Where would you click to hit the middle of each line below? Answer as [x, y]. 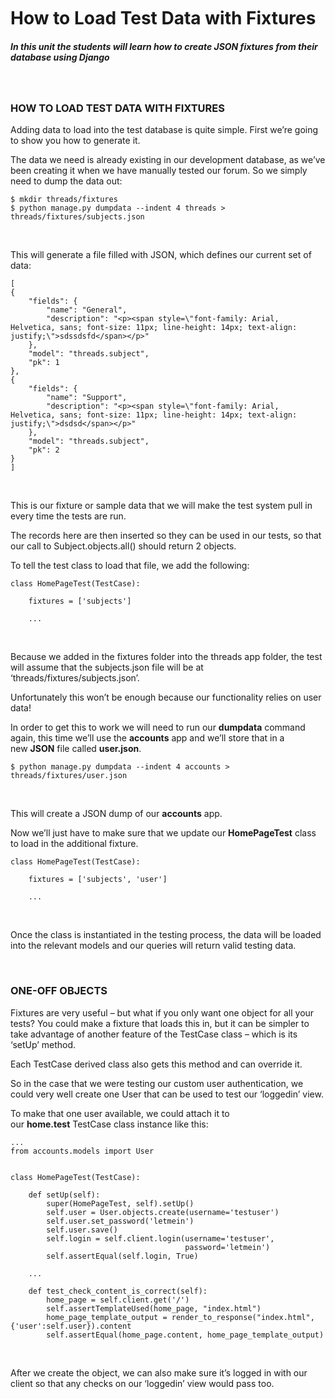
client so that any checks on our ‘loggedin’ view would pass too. [142, 1383]
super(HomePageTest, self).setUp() [120, 1203]
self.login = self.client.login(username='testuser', [160, 1238]
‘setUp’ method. [43, 1044]
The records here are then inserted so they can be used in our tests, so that [166, 536]
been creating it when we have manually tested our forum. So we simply [159, 171]
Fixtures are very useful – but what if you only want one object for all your [162, 1012]
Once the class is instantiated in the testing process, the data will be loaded [166, 935]
